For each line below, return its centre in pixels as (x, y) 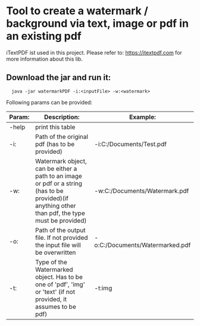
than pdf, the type (60, 213)
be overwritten (55, 252)
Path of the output (60, 230)
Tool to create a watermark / (77, 11)
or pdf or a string (58, 183)
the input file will (58, 245)
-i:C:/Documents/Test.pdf (130, 144)
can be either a (56, 169)
